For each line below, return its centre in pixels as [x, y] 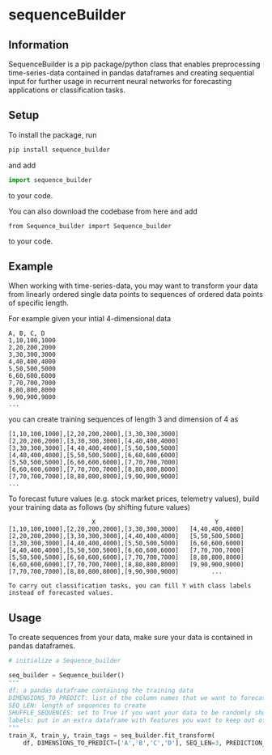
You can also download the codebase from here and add [103, 211]
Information [39, 45]
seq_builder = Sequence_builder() [67, 676]
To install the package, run [53, 134]
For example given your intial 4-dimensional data [90, 319]
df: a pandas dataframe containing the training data [101, 690]
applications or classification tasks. [67, 90]
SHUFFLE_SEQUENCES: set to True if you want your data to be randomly [130, 713]
